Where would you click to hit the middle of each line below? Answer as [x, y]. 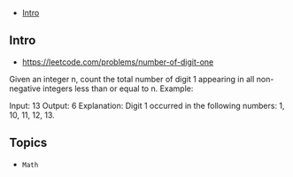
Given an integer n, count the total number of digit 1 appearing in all [132, 79]
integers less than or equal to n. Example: [118, 88]
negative [25, 88]
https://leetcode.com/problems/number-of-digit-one [118, 62]
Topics [28, 143]
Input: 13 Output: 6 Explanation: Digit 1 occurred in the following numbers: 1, [147, 105]
